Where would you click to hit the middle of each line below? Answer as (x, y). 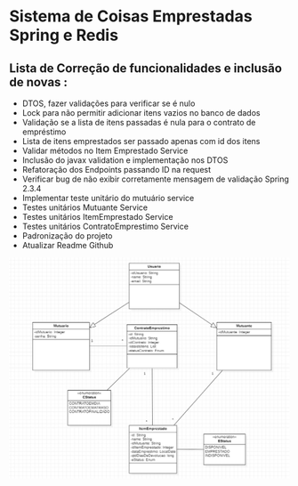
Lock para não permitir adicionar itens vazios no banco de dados (141, 113)
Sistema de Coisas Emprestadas (131, 16)
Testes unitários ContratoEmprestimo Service (105, 226)
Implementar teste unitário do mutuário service (108, 198)
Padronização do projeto (67, 236)
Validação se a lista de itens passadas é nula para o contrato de (139, 122)
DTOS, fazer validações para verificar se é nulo (109, 103)
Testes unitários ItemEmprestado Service (97, 217)
